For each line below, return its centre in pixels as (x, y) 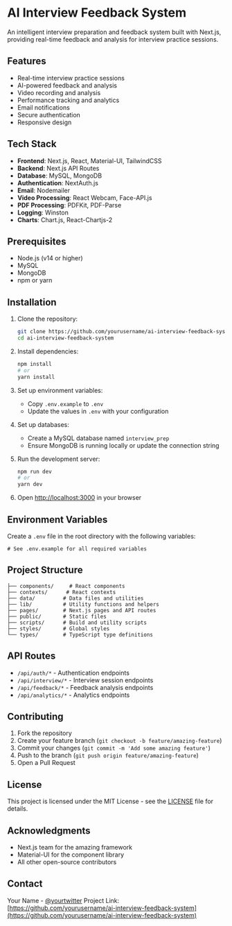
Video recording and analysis (59, 92)
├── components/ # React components (66, 586)
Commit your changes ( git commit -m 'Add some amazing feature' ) (114, 748)
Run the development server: (59, 459)
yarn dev (30, 485)
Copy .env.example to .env (65, 403)
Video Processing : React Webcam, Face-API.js (84, 197)
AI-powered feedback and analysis (67, 85)
